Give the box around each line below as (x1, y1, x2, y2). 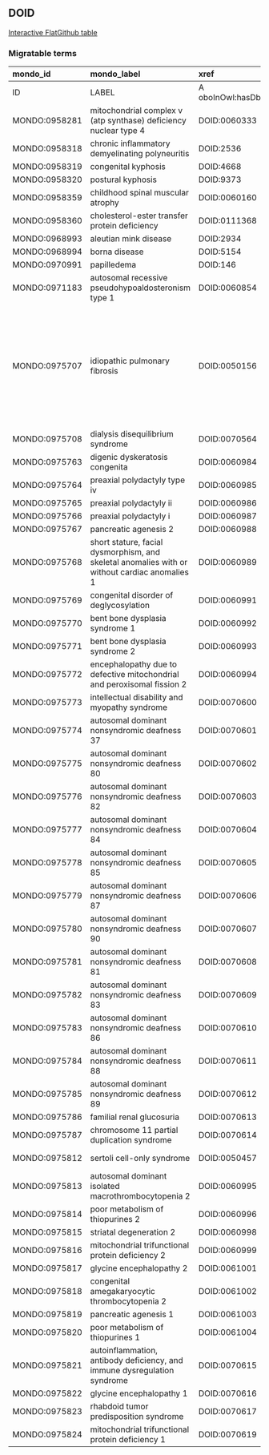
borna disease (90, 246, 144, 257)
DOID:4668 (198, 161, 242, 172)
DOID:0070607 (198, 923, 258, 934)
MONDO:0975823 (12, 1406, 82, 1417)
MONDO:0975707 (12, 361, 82, 372)
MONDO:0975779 (12, 890, 82, 901)
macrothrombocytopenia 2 (90, 1191, 191, 1202)
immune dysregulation (90, 1365, 175, 1376)
